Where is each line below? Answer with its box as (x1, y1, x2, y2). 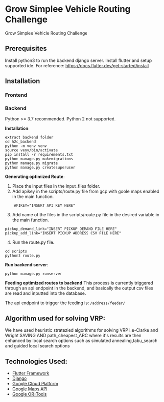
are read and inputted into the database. (5, 290, 87, 296)
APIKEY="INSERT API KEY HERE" (14, 203, 76, 208)
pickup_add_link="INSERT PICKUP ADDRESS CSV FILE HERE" (5, 231, 121, 236)
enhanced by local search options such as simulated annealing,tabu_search (5, 338, 158, 344)
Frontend (5, 92, 27, 99)
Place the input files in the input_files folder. (12, 183, 100, 189)
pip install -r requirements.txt (5, 152, 73, 157)
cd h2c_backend (5, 139, 36, 144)
